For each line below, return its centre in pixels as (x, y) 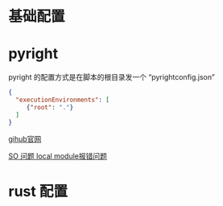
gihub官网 (25, 138)
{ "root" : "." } (50, 107)
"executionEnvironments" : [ (63, 100)
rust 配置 (38, 191)
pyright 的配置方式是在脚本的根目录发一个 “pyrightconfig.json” (111, 77)
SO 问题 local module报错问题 (58, 156)
